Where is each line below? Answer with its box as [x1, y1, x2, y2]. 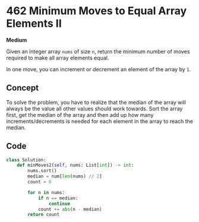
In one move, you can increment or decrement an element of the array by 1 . [6, 65, 191, 72]
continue [48, 201, 70, 207]
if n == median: [37, 195, 78, 201]
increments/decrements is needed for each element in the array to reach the [6, 118, 193, 125]
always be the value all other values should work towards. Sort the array [6, 105, 183, 112]
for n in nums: [27, 189, 65, 195]
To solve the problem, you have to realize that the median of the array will [6, 99, 186, 106]
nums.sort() [27, 168, 58, 174]
